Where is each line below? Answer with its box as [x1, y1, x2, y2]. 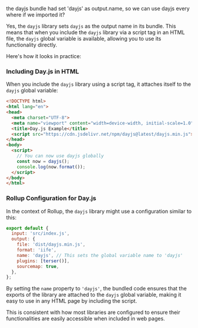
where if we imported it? [6, 11, 65, 18]
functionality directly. [6, 41, 58, 48]
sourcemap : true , [16, 263, 60, 269]
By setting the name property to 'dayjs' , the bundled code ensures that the [6, 285, 187, 292]
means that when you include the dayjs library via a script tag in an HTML [6, 29, 185, 36]
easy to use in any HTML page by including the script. [6, 297, 137, 304]
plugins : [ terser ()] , [16, 258, 70, 264]
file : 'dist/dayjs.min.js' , [16, 242, 85, 247]
